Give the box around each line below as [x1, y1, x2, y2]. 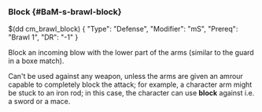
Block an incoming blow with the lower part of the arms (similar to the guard [8, 48, 254, 58]
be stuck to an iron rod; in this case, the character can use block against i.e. [8, 88, 255, 98]
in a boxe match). [8, 56, 65, 65]
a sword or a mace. [8, 97, 71, 106]
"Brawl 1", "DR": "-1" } [8, 32, 79, 42]
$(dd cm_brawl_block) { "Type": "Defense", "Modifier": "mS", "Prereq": [8, 24, 238, 34]
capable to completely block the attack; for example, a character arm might [8, 80, 253, 89]
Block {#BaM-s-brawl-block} [8, 6, 122, 17]
